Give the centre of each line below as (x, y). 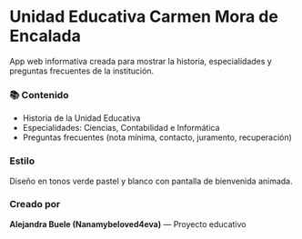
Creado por (35, 204)
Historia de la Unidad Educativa (81, 118)
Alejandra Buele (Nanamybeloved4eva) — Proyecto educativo (128, 224)
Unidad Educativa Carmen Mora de (144, 17)
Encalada (45, 36)
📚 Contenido (39, 95)
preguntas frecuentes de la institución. (82, 71)
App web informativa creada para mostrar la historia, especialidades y (141, 61)
